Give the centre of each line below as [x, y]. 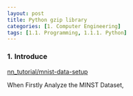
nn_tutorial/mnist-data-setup [48, 71]
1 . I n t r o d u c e [27, 57]
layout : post [26, 13]
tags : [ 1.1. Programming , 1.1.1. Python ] [67, 33]
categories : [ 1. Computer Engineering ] [64, 26]
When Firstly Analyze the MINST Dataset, [65, 85]
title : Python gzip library [47, 20]
